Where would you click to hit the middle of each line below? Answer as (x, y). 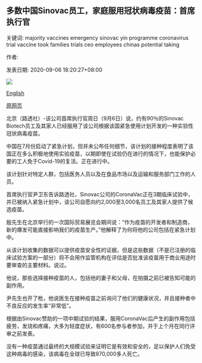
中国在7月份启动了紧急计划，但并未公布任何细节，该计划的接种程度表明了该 (100, 146)
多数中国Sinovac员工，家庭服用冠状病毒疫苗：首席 (101, 11)
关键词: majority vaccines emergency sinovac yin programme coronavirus (97, 37)
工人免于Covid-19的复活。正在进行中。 (65, 161)
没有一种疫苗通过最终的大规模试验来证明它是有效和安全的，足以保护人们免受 (101, 346)
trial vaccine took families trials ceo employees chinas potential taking (93, 45)
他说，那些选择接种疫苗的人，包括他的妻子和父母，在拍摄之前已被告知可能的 (101, 278)
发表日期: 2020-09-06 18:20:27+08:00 (54, 70)
